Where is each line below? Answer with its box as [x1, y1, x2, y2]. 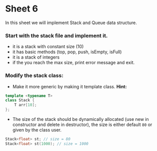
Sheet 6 [5, 3, 39, 15]
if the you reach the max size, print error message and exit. [12, 60, 135, 66]
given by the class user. [12, 127, 62, 133]
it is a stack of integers [12, 54, 60, 60]
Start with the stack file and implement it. [5, 32, 108, 39]
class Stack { [5, 98, 35, 103]
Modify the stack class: [5, 72, 64, 79]
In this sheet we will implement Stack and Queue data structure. [5, 20, 137, 26]
